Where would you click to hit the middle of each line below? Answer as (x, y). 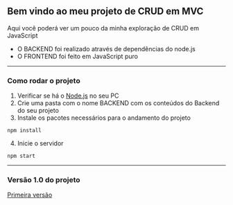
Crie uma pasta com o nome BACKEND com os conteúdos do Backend (118, 103)
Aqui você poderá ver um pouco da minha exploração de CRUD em (103, 28)
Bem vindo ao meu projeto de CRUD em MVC (105, 11)
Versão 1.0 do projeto (44, 180)
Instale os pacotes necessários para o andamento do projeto (104, 118)
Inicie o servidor (40, 143)
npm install (24, 131)
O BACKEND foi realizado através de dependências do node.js (106, 48)
